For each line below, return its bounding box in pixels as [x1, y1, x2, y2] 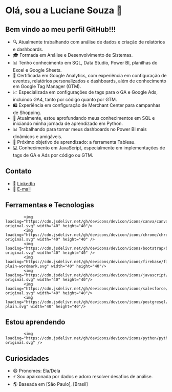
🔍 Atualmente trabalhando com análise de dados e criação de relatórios [12, 39, 165, 45]
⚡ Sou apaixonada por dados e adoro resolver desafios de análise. [12, 374, 153, 380]
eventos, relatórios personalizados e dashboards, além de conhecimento [12, 78, 166, 84]
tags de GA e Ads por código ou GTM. [12, 152, 94, 158]
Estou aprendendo [5, 318, 66, 326]
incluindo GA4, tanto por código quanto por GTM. [12, 97, 117, 102]
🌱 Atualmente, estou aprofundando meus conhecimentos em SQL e [12, 115, 155, 121]
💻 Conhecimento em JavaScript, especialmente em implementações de [12, 145, 165, 150]
